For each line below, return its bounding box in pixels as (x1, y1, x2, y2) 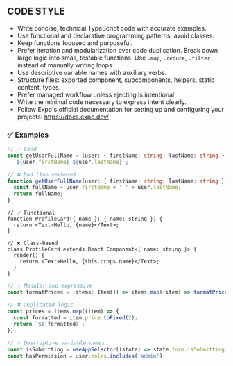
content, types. (17, 83, 61, 91)
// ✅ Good (7, 146, 37, 153)
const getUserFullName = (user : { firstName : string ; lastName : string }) (7, 152, 228, 159)
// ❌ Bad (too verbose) (7, 171, 77, 178)
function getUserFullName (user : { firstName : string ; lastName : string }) (7, 177, 228, 185)
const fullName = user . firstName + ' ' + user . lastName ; (13, 184, 182, 191)
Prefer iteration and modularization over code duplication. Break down (17, 46, 218, 54)
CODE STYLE (7, 6, 65, 17)
